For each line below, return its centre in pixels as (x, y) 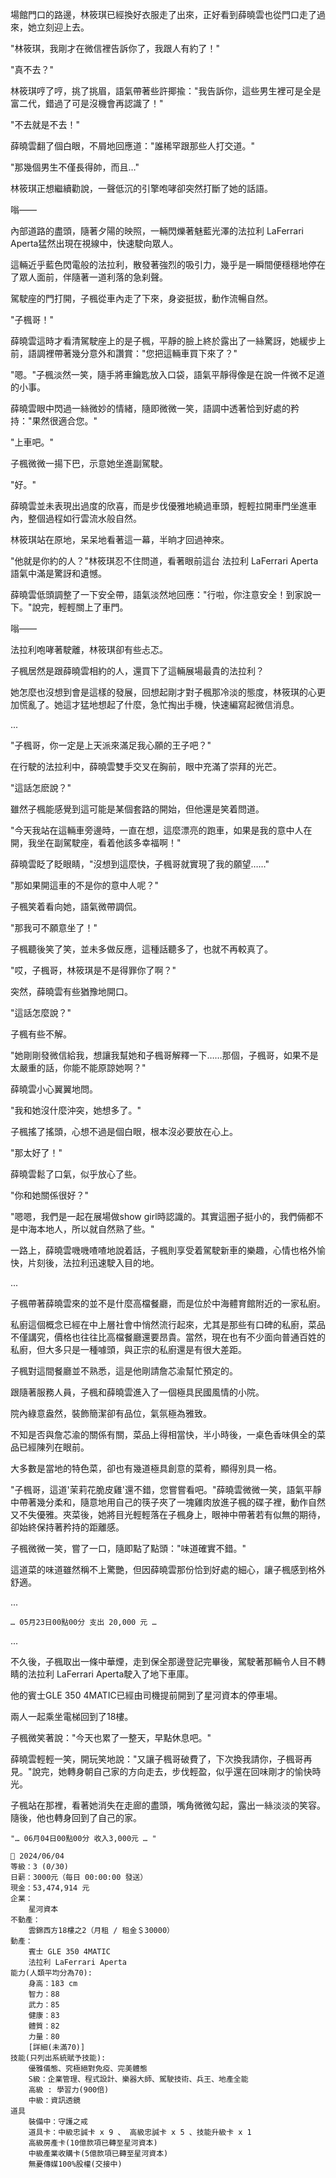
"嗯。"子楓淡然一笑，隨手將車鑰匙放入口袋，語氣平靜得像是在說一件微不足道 (168, 374)
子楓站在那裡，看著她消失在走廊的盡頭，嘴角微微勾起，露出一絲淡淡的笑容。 (168, 1805)
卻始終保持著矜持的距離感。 (67, 1527)
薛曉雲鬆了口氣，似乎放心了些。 (76, 1174)
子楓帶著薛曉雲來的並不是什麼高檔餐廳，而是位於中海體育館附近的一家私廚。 (168, 1303)
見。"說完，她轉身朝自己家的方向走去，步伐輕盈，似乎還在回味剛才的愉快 (161, 1771)
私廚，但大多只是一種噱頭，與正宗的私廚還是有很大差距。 (128, 1349)
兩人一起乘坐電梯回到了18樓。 (72, 1716)
